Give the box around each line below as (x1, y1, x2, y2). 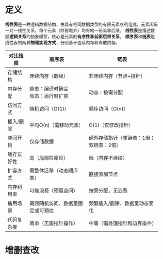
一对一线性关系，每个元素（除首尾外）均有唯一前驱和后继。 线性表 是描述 (5, 27, 151, 33)
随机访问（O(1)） (29, 105, 69, 112)
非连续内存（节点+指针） (88, 72, 146, 79)
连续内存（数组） (29, 72, 69, 79)
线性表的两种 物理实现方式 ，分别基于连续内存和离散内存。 (5, 39, 120, 45)
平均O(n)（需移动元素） (29, 122, 84, 129)
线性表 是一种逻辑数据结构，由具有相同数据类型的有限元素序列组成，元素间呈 (5, 21, 158, 27)
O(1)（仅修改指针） (88, 122, 134, 129)
